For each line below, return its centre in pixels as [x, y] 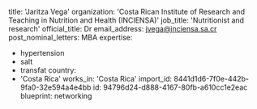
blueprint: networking [56, 96]
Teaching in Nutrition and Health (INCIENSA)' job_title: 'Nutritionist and [126, 20]
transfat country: [48, 70]
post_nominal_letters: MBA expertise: [71, 37]
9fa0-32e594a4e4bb [56, 87]
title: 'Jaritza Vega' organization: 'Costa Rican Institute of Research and [127, 12]
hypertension [42, 53]
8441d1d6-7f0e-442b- [212, 79]
